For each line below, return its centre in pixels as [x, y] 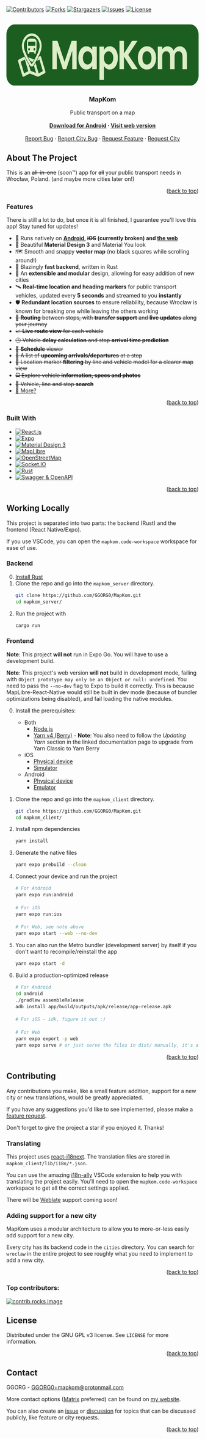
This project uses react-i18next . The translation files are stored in [88, 1156]
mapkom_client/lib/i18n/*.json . [47, 1163]
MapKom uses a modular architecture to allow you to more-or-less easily [98, 1229]
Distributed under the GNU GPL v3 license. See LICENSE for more [88, 1335]
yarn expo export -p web [47, 1039]
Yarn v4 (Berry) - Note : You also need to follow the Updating [110, 735]
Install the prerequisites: [45, 710]
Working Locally [38, 508]
